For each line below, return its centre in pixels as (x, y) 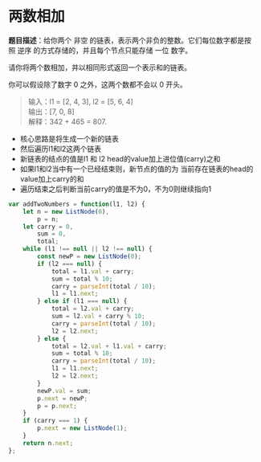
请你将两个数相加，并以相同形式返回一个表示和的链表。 (100, 67)
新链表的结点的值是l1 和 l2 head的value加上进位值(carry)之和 (120, 158)
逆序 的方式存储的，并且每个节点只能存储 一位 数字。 (105, 50)
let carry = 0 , (48, 227)
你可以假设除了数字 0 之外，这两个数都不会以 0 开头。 (98, 84)
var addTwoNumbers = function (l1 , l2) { (77, 204)
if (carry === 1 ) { (55, 421)
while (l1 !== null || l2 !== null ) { (88, 249)
